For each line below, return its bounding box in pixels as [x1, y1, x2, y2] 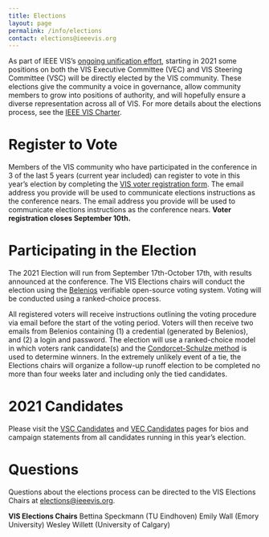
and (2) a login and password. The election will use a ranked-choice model [8, 335, 255, 345]
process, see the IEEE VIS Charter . [8, 108, 122, 117]
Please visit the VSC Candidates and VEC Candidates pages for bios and [8, 424, 249, 434]
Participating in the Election [8, 242, 197, 260]
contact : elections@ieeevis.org [8, 34, 116, 43]
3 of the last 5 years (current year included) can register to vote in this [8, 170, 241, 181]
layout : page [8, 19, 52, 27]
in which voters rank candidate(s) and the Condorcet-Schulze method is [8, 343, 247, 354]
